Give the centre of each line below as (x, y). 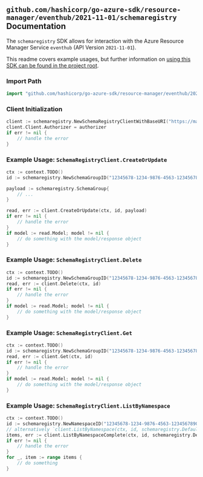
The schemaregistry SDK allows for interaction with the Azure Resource (95, 41)
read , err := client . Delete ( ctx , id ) (54, 284)
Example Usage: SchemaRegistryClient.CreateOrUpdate (87, 159)
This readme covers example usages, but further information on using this (98, 59)
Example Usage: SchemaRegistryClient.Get (69, 333)
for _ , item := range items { (44, 458)
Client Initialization (34, 109)
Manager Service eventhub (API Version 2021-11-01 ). (71, 47)
